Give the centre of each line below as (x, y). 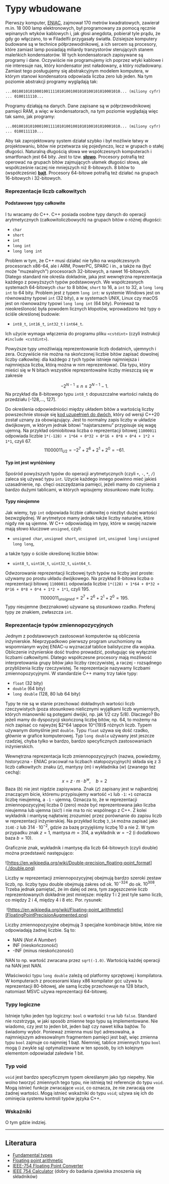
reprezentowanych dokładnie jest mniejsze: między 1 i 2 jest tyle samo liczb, (84, 895)
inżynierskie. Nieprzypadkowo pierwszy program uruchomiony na (73, 641)
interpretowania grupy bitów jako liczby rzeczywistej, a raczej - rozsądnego (83, 663)
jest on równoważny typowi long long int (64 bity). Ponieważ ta (72, 304)
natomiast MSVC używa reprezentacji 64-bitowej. (57, 992)
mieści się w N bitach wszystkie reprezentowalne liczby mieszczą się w (79, 370)
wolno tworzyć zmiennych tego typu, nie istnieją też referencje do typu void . (84, 1082)
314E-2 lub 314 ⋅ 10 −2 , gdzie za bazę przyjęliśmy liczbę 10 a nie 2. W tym (80, 827)
